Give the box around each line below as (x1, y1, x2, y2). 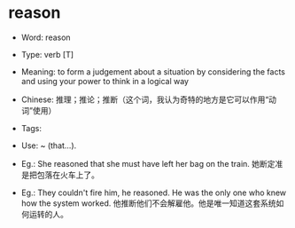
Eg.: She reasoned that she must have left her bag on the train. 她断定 (20, 158, 276, 169)
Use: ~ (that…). (20, 140, 77, 151)
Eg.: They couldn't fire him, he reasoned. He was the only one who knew (20, 187, 287, 198)
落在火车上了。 (44, 169, 99, 180)
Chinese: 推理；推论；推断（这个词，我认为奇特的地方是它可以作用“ (20, 94, 269, 105)
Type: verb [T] (20, 49, 74, 59)
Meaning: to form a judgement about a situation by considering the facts (20, 66, 285, 77)
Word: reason (20, 32, 72, 43)
